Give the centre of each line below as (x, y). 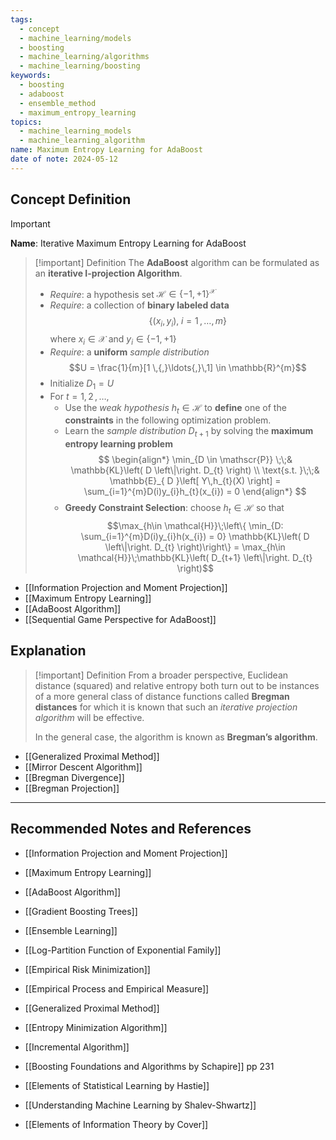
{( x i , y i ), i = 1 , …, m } (187, 322)
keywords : (31, 76)
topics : (26, 122)
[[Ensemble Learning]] (71, 930)
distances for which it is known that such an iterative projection (166, 707)
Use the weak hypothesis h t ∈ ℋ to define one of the (175, 408)
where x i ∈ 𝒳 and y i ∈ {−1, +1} (113, 340)
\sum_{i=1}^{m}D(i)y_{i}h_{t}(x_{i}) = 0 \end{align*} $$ (195, 492)
